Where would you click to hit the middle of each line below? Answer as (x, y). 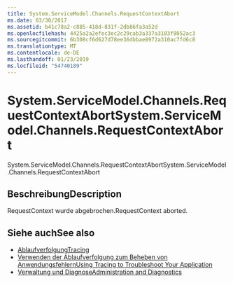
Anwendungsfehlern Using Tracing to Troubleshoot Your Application (115, 265)
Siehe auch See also (51, 233)
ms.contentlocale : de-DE (43, 53)
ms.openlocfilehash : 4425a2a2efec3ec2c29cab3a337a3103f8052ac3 (101, 33)
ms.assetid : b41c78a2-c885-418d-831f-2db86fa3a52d (83, 27)
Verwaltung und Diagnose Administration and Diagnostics (99, 272)
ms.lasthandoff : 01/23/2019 (48, 60)
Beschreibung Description (65, 194)
